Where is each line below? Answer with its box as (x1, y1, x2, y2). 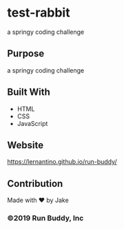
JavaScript (17, 119, 48, 127)
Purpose (7, 48, 45, 59)
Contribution (7, 178, 63, 190)
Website (7, 139, 43, 151)
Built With (7, 86, 50, 98)
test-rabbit (7, 5, 70, 21)
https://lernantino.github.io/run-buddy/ (7, 158, 117, 166)
